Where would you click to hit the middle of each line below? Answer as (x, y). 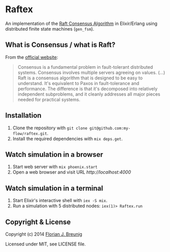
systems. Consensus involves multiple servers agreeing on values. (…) (91, 72)
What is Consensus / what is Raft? (60, 45)
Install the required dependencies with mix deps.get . (67, 138)
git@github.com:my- (110, 128)
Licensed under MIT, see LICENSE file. (46, 244)
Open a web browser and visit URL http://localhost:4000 (72, 172)
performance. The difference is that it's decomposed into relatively (88, 89)
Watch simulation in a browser (54, 155)
